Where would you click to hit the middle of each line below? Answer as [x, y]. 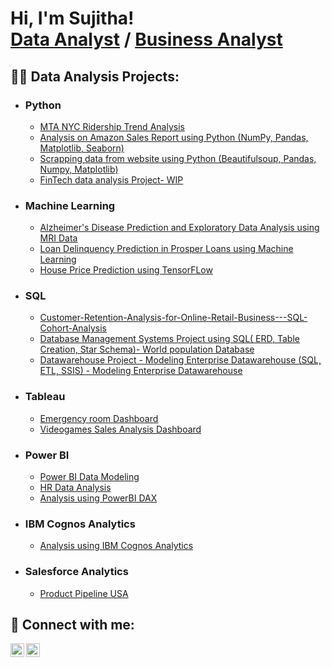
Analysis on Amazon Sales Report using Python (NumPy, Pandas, [174, 137]
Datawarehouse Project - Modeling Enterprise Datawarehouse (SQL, [180, 360]
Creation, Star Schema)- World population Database [147, 349]
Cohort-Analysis [73, 328]
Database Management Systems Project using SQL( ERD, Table [169, 339]
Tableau [45, 397]
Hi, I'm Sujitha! [72, 18]
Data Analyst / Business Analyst [146, 39]
